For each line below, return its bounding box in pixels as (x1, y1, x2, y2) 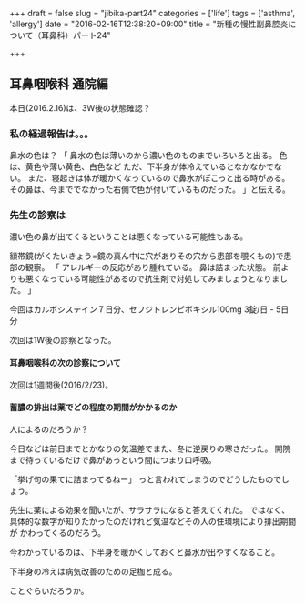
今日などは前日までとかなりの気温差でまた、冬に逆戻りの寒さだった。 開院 (9, 443, 291, 454)
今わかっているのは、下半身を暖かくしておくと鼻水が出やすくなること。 (9, 546, 280, 558)
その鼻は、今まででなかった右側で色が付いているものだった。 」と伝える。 (9, 184, 291, 195)
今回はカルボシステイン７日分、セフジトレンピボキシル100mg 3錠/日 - (9, 304, 275, 315)
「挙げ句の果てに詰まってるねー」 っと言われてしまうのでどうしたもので (9, 473, 282, 485)
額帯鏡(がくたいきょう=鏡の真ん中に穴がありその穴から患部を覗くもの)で (9, 250, 284, 262)
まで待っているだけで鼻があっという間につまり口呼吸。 (9, 454, 217, 465)
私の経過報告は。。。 (9, 127, 94, 140)
